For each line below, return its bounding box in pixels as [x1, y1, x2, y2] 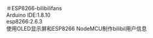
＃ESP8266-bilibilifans [6, 5, 62, 11]
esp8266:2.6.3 [6, 18, 43, 25]
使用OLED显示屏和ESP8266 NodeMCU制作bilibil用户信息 [6, 25, 148, 32]
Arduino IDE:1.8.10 [6, 11, 51, 19]
